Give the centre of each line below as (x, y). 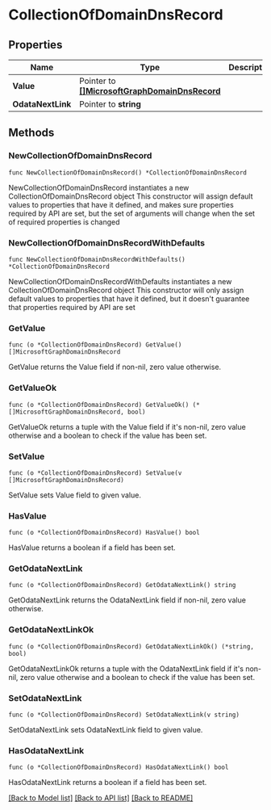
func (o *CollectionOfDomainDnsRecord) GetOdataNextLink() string (122, 585)
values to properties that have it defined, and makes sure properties (121, 204)
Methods (31, 133)
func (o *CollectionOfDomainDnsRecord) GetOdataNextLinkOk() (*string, (131, 646)
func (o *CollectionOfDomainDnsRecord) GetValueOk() (99, 405)
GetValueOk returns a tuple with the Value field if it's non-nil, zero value (127, 426)
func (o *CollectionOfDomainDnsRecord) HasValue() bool (104, 533)
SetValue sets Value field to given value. (75, 495)
